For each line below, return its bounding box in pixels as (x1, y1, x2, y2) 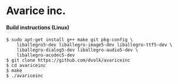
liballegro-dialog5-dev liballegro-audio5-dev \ (17, 47, 139, 53)
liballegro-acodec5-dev (17, 52, 75, 58)
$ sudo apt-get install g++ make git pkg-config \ (6, 37, 133, 43)
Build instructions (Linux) (6, 23, 70, 31)
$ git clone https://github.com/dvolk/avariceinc (6, 58, 131, 63)
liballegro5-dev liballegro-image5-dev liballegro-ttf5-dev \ (17, 42, 173, 48)
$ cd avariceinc (6, 63, 46, 69)
